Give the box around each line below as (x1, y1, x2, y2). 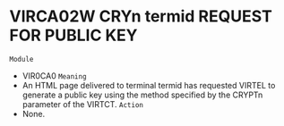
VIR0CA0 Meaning (22, 70, 87, 81)
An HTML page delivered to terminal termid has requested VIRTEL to (22, 80, 276, 90)
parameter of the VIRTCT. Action (22, 98, 143, 109)
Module (9, 55, 34, 63)
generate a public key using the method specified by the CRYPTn (22, 89, 263, 100)
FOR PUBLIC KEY (9, 25, 138, 46)
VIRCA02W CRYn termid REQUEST (9, 6, 273, 27)
